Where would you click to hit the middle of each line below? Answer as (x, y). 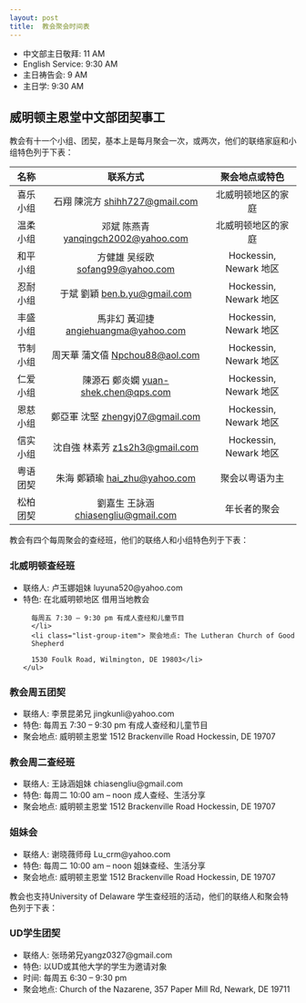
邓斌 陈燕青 (126, 227)
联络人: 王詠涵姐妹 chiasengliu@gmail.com (103, 783)
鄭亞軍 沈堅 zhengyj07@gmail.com (126, 417)
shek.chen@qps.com (126, 393)
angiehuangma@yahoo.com (126, 331)
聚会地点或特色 (252, 177)
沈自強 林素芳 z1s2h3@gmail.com (126, 447)
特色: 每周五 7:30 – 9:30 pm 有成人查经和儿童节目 (115, 724)
